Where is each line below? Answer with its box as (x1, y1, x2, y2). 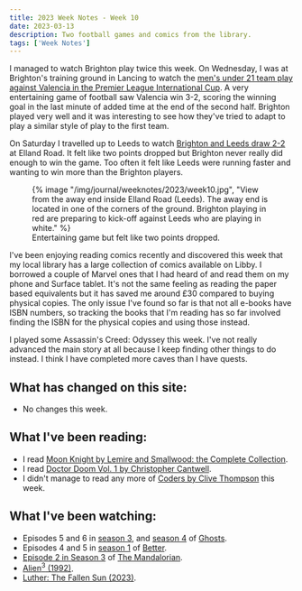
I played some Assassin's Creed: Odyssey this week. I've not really (9, 335, 258, 346)
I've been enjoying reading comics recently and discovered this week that (9, 250, 284, 261)
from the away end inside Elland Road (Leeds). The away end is (32, 194, 269, 205)
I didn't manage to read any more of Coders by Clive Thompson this (22, 473, 275, 484)
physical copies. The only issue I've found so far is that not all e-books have (9, 298, 292, 309)
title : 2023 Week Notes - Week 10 (9, 13, 140, 23)
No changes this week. (22, 403, 108, 415)
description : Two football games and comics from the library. (9, 30, 252, 39)
